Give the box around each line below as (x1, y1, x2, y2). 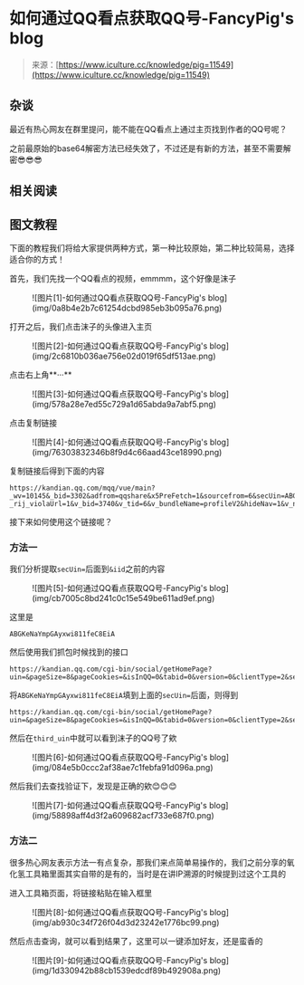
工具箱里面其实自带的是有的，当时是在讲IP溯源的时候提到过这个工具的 (24, 868, 287, 879)
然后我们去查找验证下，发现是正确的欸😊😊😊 (9, 780, 177, 792)
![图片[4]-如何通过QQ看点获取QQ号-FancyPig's (32, 436, 208, 447)
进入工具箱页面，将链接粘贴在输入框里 (9, 887, 152, 898)
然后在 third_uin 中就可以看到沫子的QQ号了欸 (9, 732, 177, 743)
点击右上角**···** (9, 368, 72, 380)
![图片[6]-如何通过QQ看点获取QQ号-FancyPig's (32, 752, 208, 763)
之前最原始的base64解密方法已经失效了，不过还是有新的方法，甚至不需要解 (9, 142, 291, 154)
